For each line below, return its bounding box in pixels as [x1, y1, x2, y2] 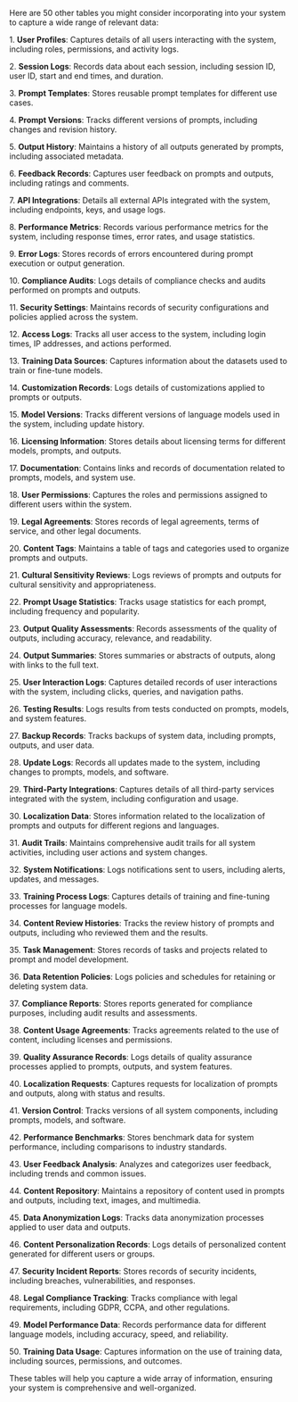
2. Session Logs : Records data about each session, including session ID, [9, 62, 276, 71]
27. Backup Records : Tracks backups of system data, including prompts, [9, 731, 276, 741]
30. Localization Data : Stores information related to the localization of [9, 811, 265, 821]
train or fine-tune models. [9, 365, 103, 376]
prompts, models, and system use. [9, 472, 136, 483]
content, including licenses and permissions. [9, 1034, 173, 1045]
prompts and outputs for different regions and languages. [9, 820, 220, 831]
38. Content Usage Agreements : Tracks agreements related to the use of [9, 1025, 279, 1035]
